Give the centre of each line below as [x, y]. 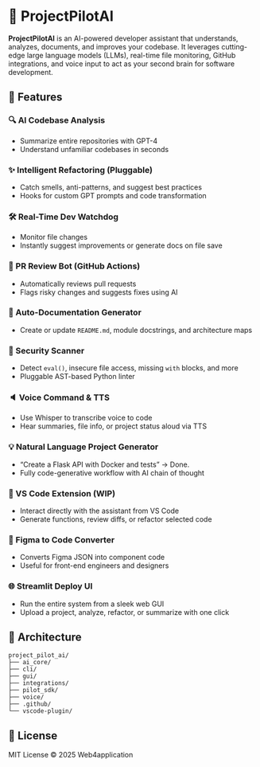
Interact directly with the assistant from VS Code [99, 511]
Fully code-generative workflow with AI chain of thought [112, 472]
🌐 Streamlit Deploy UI [50, 586]
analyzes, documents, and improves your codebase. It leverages [114, 46]
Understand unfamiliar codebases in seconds [94, 149]
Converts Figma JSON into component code [92, 558]
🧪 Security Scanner [47, 350]
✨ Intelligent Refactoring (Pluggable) [81, 170]
